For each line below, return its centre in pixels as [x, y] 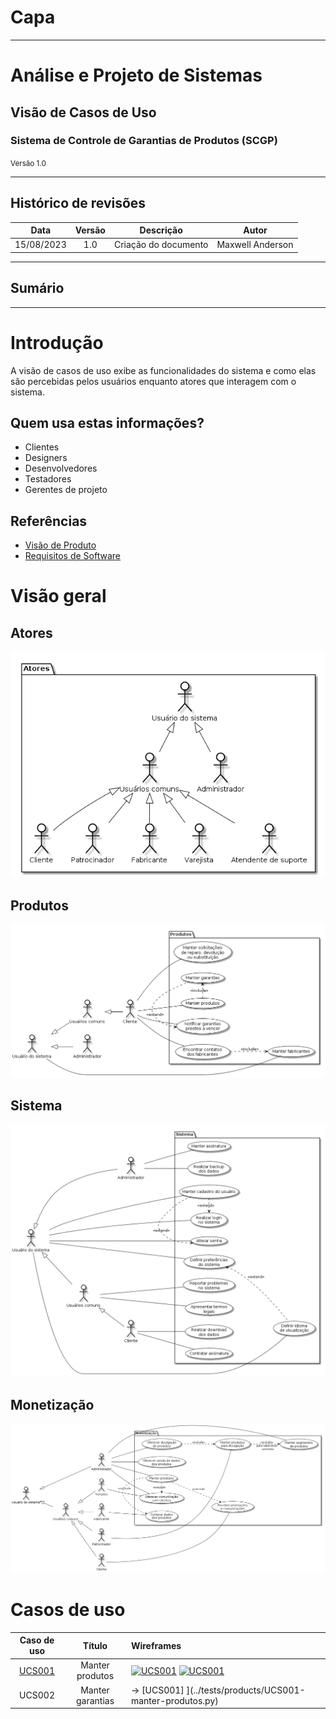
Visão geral [58, 596]
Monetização [52, 1404]
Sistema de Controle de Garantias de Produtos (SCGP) [144, 141]
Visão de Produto [60, 545]
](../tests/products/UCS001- [246, 1690]
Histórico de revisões [78, 203]
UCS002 [37, 1695]
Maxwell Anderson [255, 245]
